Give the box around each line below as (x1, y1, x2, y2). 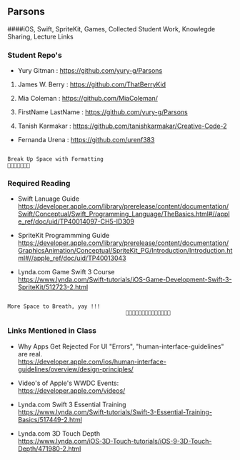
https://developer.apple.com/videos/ (17, 386, 126, 395)
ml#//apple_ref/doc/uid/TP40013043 (17, 254, 126, 263)
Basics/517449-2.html (17, 415, 82, 424)
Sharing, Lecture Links (7, 32, 74, 41)
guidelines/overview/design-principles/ (17, 364, 134, 374)
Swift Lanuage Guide (17, 194, 80, 203)
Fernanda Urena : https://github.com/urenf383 (17, 136, 155, 144)
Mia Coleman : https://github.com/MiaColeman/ (17, 94, 159, 103)
